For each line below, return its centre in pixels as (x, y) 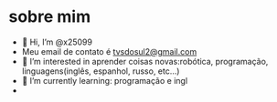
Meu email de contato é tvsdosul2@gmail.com (109, 51)
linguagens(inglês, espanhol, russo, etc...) (101, 71)
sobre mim (50, 17)
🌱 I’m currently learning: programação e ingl (105, 80)
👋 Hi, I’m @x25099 (57, 42)
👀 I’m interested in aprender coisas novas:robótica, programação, (145, 61)
